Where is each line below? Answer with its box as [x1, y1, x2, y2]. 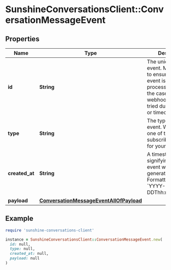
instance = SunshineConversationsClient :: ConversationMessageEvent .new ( [5, 237, 163, 242]
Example [5, 214, 34, 223]
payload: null [10, 256, 40, 261]
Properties [5, 35, 40, 43]
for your [147, 143, 166, 149]
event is [147, 77, 166, 84]
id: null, [10, 242, 31, 247]
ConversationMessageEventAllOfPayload [39, 197, 142, 204]
